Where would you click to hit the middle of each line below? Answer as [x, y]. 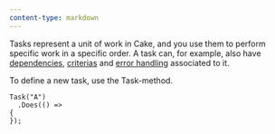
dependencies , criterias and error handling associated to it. [119, 62]
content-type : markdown [54, 18]
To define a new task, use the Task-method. [91, 80]
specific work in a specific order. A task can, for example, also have [135, 53]
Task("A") [28, 97]
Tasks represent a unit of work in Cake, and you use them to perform [138, 43]
